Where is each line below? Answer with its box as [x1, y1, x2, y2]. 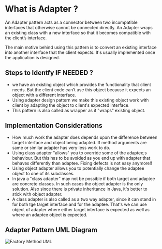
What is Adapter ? [5, 3, 78, 15]
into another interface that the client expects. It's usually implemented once [5, 50, 156, 55]
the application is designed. [5, 54, 60, 60]
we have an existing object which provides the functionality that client [12, 82, 151, 87]
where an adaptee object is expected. [12, 212, 88, 217]
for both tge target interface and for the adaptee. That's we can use [12, 201, 147, 207]
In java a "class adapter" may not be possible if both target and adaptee [12, 176, 155, 182]
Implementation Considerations [5, 121, 103, 130]
